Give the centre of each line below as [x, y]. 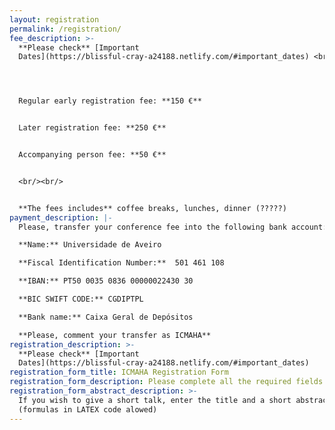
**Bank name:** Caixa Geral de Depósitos [106, 317]
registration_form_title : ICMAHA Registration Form [119, 372]
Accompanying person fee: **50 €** [92, 155]
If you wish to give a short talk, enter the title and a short [155, 400]
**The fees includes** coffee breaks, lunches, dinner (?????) [152, 208]
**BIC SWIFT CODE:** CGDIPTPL [81, 299]
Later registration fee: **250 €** [92, 128]
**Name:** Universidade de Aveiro [90, 245]
